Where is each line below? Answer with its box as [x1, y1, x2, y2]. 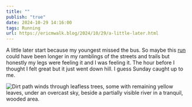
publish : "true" [6, 14, 46, 20]
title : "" [6, 8, 31, 15]
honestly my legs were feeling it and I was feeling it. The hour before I [6, 59, 175, 66]
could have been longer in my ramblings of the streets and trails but [6, 53, 170, 60]
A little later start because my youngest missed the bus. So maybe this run [6, 46, 186, 53]
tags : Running [6, 25, 41, 31]
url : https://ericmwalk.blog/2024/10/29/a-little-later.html [6, 31, 159, 36]
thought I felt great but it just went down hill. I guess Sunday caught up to [6, 65, 184, 72]
